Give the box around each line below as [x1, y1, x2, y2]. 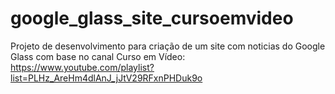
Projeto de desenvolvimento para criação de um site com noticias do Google [10, 40, 326, 52]
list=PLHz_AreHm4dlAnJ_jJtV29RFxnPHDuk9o [10, 72, 203, 84]
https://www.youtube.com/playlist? [10, 61, 155, 73]
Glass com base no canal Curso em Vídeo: [10, 50, 186, 62]
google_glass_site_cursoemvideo [10, 7, 294, 30]
